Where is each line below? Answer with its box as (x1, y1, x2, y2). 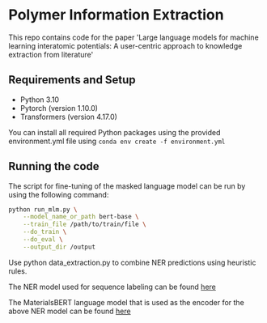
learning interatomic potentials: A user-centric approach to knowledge (8, 40, 243, 50)
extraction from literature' (8, 49, 94, 59)
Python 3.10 (19, 95, 59, 104)
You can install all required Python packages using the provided (8, 127, 221, 137)
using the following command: (8, 189, 109, 199)
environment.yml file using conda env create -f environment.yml (8, 136, 226, 146)
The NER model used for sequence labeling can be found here (8, 282, 216, 291)
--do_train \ (23, 228, 67, 236)
